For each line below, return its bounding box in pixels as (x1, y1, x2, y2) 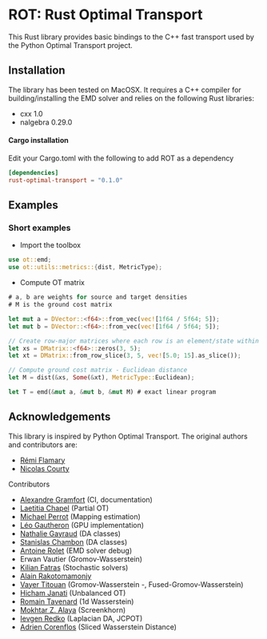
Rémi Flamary (19, 455, 66, 465)
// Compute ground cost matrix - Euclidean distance (8, 366, 188, 375)
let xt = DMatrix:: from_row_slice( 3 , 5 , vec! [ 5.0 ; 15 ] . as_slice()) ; (8, 351, 241, 360)
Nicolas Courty (19, 463, 70, 473)
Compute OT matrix (19, 278, 86, 288)
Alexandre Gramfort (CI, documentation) (19, 494, 153, 504)
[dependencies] (8, 169, 59, 177)
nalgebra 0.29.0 (19, 117, 73, 127)
